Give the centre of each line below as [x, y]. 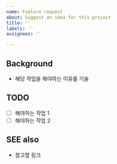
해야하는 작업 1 [32, 113]
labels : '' [20, 28]
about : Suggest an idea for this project [59, 17]
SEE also [22, 140]
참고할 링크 [28, 155]
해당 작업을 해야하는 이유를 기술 [52, 78]
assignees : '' [24, 34]
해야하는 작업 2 [33, 120]
